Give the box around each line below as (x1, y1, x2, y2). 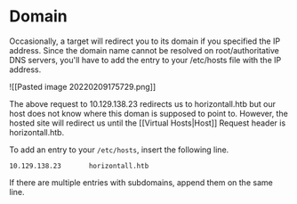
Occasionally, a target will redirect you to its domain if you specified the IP (9, 36, 281, 46)
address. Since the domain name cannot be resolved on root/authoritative (9, 45, 280, 55)
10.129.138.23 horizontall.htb (9, 161, 149, 170)
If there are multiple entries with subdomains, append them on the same (9, 176, 273, 188)
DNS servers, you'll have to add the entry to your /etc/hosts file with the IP (9, 54, 282, 65)
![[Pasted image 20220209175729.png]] (9, 81, 157, 92)
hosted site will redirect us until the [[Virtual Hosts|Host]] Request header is (9, 118, 286, 128)
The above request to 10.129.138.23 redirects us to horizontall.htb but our (9, 98, 276, 109)
